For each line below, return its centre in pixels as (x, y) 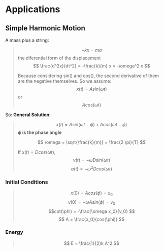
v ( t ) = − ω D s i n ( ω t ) (92, 160)
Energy (14, 232)
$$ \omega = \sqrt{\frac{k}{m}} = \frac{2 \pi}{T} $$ (92, 142)
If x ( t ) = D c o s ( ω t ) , (37, 152)
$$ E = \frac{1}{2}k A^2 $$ (91, 243)
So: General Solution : (28, 115)
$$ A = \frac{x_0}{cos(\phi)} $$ (92, 219)
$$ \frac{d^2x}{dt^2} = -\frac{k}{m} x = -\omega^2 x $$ (91, 66)
